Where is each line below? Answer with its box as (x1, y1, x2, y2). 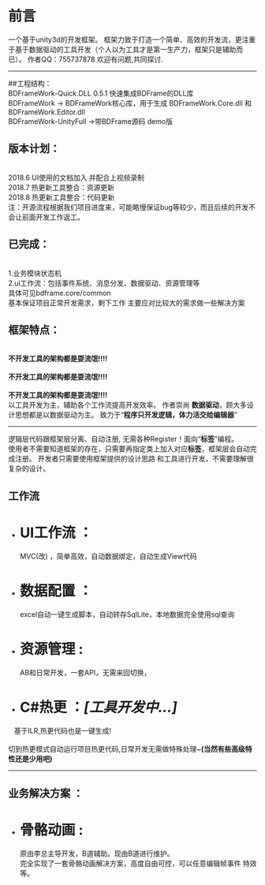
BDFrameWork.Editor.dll (8, 107, 85, 117)
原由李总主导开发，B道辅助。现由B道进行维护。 (19, 849, 175, 858)
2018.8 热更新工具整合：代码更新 (8, 192, 115, 202)
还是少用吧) (14, 754, 53, 764)
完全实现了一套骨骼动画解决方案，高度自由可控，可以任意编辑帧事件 (19, 858, 241, 868)
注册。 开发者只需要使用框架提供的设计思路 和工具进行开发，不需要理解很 (14, 454, 254, 464)
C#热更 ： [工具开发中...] (19, 698, 177, 716)
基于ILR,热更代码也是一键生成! (13, 726, 112, 735)
